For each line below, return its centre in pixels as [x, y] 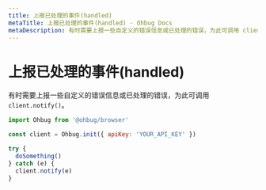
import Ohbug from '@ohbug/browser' [68, 120]
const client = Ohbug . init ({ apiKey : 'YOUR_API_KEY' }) [102, 135]
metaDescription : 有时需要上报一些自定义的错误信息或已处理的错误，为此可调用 [124, 30]
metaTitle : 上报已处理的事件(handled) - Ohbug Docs [90, 23]
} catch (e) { [32, 163]
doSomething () [38, 156]
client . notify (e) [44, 171]
